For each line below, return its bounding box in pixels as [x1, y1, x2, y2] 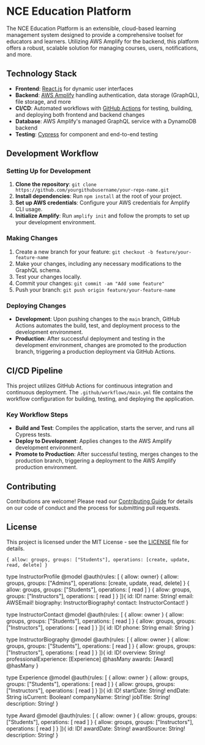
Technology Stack [6, 69, 77, 79]
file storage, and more [15, 98, 72, 105]
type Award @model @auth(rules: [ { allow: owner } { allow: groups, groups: [6, 711, 198, 719]
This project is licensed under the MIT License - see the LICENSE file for [6, 538, 188, 545]
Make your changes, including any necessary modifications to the [15, 260, 182, 267]
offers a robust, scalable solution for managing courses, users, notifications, [6, 44, 199, 52]
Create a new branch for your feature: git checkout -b [15, 248, 154, 255]
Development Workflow [6, 149, 99, 159]
